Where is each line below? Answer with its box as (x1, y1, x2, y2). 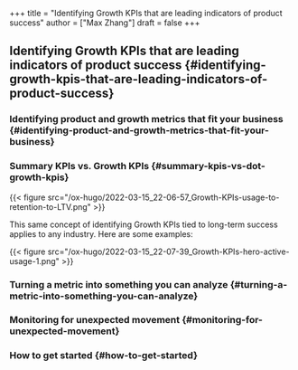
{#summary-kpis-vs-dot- (151, 160, 266, 173)
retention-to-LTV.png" (9, 201, 92, 212)
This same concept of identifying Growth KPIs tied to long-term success (9, 219, 278, 230)
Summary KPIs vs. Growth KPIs (9, 160, 150, 173)
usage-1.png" (9, 255, 61, 266)
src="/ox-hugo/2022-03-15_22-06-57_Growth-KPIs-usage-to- (47, 192, 280, 203)
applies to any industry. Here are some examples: (9, 228, 193, 239)
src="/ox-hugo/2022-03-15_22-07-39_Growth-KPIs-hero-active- (47, 246, 291, 257)
